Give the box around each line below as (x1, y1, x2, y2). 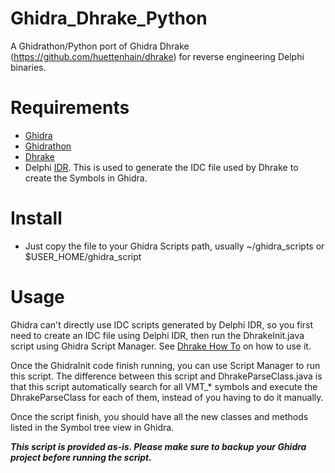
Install (10, 207, 63, 230)
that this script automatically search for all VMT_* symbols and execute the (10, 380, 318, 392)
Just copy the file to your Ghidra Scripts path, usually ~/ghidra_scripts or (24, 240, 325, 252)
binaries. (10, 61, 47, 73)
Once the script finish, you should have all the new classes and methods (10, 410, 309, 422)
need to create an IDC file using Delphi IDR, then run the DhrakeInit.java (10, 329, 305, 341)
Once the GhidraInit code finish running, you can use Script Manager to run (10, 359, 321, 371)
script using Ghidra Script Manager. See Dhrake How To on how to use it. (10, 340, 312, 352)
